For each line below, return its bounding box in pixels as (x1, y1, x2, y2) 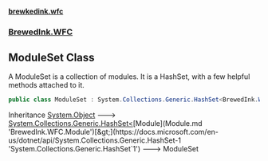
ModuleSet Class (8, 50, 95, 64)
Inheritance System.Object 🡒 (8, 110, 116, 120)
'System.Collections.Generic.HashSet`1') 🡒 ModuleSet (8, 144, 199, 154)
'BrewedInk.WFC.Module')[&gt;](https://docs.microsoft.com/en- (8, 128, 219, 137)
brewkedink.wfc (8, 6, 64, 16)
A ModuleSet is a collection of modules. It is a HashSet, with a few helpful (8, 72, 250, 81)
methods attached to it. (8, 80, 85, 90)
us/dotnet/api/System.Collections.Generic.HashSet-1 (8, 135, 182, 145)
